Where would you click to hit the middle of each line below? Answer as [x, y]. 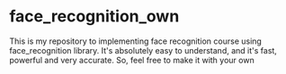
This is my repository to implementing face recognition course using [136, 41]
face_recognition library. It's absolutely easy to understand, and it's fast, [143, 50]
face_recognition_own [94, 16]
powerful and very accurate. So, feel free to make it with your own [132, 60]
